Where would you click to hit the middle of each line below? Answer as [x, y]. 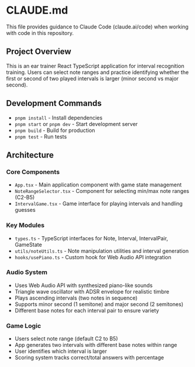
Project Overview [39, 52]
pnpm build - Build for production [55, 130]
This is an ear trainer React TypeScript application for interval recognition [95, 66]
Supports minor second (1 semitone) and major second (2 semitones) [99, 304]
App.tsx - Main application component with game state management [98, 185]
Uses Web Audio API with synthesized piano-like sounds [84, 285]
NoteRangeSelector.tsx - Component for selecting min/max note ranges [102, 191]
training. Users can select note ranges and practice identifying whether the [97, 72]
